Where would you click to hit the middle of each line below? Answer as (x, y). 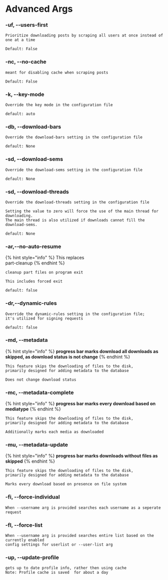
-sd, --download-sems (34, 159)
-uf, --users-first (27, 25)
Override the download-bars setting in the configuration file (74, 137)
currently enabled (25, 540)
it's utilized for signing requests (44, 318)
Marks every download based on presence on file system (66, 484)
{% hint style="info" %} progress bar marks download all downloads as (82, 351)
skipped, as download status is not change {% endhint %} (68, 357)
